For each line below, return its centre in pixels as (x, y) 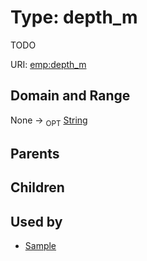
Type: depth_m (74, 17)
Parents (35, 153)
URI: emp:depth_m (48, 64)
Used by (36, 221)
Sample (40, 246)
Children (37, 187)
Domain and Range (70, 96)
